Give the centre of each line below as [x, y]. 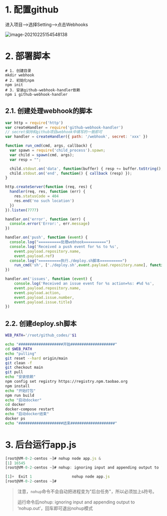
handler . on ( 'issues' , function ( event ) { [49, 279]
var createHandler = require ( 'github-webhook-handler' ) [64, 127]
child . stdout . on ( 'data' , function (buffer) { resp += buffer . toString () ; [86, 169]
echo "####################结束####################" [61, 423]
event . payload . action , [38, 293]
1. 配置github [32, 10]
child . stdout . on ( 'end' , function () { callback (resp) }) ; [71, 173]
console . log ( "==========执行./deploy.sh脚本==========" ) [68, 260]
